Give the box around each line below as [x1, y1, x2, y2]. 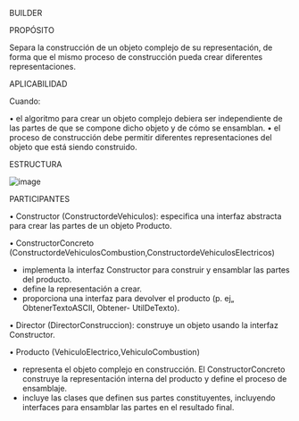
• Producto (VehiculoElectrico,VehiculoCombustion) [9, 347, 201, 357]
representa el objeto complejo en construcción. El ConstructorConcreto [21, 364, 286, 375]
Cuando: [9, 96, 41, 106]
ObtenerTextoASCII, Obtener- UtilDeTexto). [21, 303, 180, 313]
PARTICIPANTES [9, 194, 70, 204]
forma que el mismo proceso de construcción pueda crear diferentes [9, 52, 263, 62]
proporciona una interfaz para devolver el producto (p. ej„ [21, 293, 235, 303]
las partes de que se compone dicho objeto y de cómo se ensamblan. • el [9, 122, 281, 133]
